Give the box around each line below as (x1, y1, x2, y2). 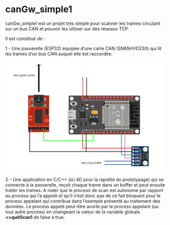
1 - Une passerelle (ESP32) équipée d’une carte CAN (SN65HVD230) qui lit (5, 45, 162, 51)
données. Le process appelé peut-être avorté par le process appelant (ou (5, 203, 159, 209)
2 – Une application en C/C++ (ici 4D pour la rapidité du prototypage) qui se (5, 176, 164, 182)
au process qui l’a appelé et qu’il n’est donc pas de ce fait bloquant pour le (5, 193, 161, 199)
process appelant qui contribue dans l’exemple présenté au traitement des (5, 198, 161, 204)
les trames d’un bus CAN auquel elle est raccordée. (5, 51, 113, 57)
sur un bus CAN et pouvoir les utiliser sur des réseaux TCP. (5, 25, 129, 31)
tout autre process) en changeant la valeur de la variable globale (5, 209, 141, 215)
